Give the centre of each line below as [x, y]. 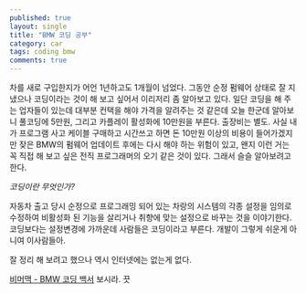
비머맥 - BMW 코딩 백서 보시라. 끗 [70, 279]
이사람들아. [46, 240]
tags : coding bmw [42, 52]
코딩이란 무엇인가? [42, 187]
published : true [40, 18]
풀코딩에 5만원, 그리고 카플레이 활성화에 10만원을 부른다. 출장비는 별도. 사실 [153, 121]
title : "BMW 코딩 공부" [51, 35]
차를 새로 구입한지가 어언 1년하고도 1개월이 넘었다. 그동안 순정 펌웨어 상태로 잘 [148, 87]
